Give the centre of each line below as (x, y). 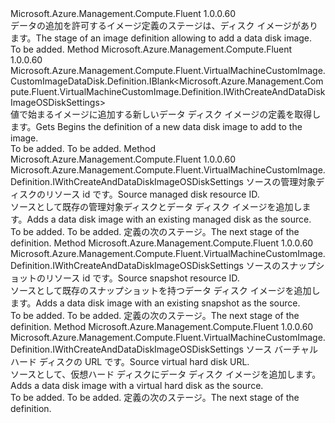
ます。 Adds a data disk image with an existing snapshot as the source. (155, 303)
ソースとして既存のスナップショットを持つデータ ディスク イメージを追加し (165, 290)
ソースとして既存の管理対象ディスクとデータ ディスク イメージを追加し (156, 206)
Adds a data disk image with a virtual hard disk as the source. (137, 385)
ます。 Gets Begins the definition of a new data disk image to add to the (156, 126)
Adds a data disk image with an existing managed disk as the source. (169, 219)
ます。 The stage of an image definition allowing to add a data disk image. (161, 38)
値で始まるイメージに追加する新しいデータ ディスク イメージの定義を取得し (166, 114)
